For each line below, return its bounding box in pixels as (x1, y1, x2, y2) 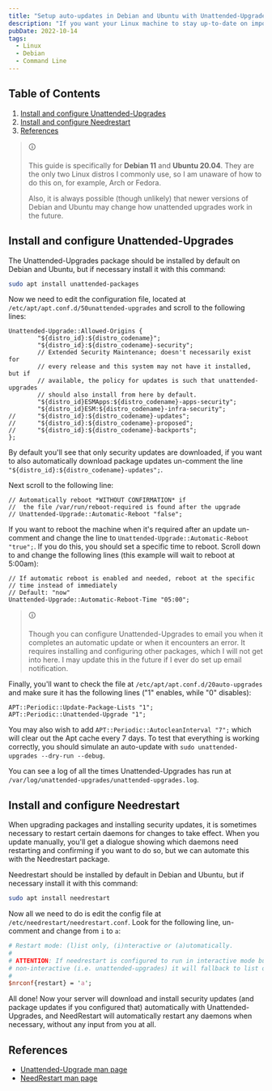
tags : (8, 34, 27, 43)
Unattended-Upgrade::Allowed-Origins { (8, 327, 143, 336)
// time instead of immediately (8, 582, 117, 590)
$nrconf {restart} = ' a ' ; (8, 979, 92, 987)
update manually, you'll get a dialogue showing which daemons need (8, 837, 239, 847)
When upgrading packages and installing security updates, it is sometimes (8, 820, 257, 830)
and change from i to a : (41, 926, 121, 936)
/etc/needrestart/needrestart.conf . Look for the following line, (8, 918, 221, 928)
